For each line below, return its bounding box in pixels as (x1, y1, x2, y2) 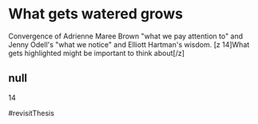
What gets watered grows (8, 5, 184, 23)
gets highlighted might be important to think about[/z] (8, 48, 185, 58)
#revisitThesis (8, 108, 54, 118)
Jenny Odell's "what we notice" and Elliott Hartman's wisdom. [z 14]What (8, 39, 250, 49)
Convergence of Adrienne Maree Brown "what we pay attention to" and (8, 31, 244, 41)
